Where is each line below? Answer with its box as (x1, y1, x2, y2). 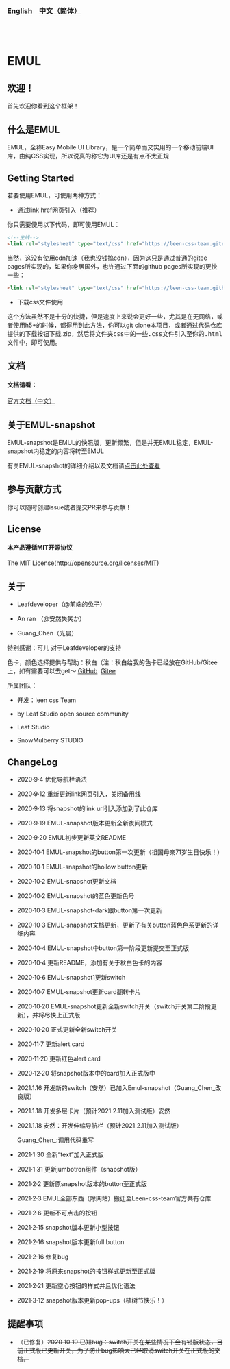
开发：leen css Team (16, 696, 77, 704)
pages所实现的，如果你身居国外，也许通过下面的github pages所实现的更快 (7, 262, 218, 270)
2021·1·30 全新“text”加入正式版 (16, 1150, 104, 1159)
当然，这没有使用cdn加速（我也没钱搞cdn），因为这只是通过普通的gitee (7, 254, 207, 262)
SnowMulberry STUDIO (16, 736, 84, 744)
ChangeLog (7, 756, 58, 768)
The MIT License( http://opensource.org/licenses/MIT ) (7, 559, 159, 567)
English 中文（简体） (7, 5, 81, 15)
